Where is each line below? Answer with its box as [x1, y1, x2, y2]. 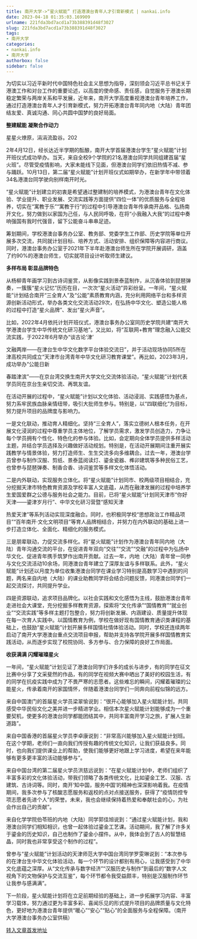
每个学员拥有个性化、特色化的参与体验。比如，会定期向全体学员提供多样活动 [6, 435, 191, 442]
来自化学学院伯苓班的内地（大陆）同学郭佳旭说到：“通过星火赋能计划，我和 [6, 816, 189, 823]
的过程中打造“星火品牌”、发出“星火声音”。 [6, 306, 108, 314]
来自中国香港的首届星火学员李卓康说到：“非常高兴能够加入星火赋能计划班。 [6, 733, 189, 740]
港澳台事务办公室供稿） [16, 914, 73, 921]
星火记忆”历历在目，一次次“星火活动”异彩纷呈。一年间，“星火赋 [34, 284, 187, 291]
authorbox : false [6, 57, 49, 63]
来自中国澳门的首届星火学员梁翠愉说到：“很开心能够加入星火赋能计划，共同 [6, 698, 189, 705]
